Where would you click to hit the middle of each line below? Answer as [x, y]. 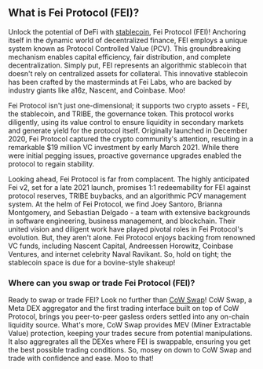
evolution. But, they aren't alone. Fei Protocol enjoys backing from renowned [132, 237]
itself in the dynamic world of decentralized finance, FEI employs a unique [128, 40]
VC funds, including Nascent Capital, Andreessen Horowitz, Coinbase [121, 246]
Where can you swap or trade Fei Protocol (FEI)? [102, 283]
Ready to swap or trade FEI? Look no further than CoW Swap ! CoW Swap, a [130, 300]
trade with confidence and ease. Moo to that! [81, 358]
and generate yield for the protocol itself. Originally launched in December [128, 130]
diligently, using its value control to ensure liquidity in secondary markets [126, 122]
